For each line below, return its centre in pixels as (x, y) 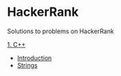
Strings (27, 65)
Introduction (34, 58)
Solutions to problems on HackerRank (61, 31)
